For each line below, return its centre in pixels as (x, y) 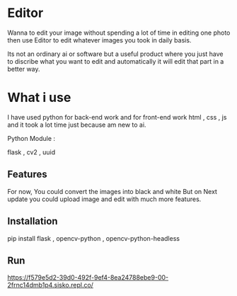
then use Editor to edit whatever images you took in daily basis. (99, 40)
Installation (33, 221)
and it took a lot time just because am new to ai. (77, 125)
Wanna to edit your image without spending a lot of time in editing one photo (119, 33)
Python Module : (31, 138)
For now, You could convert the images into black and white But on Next (112, 191)
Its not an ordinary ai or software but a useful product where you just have (115, 54)
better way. (24, 69)
